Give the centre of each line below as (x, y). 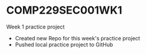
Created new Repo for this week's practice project (78, 38)
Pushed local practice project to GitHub (64, 45)
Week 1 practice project (36, 27)
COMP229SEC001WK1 (64, 10)
